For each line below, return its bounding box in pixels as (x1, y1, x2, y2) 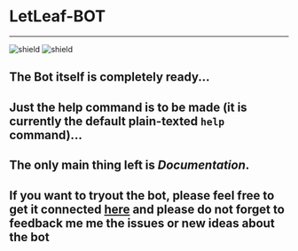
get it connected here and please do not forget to (9, 201, 286, 216)
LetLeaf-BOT (9, 6, 106, 27)
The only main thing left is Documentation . (9, 158, 250, 173)
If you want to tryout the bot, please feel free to (9, 188, 275, 203)
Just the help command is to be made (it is (9, 99, 247, 114)
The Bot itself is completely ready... (9, 69, 210, 85)
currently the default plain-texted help (9, 114, 224, 129)
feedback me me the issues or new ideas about (9, 216, 275, 231)
